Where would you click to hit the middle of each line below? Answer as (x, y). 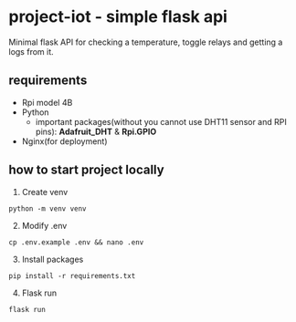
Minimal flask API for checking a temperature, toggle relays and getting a (146, 42)
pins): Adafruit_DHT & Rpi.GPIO (96, 131)
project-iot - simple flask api (118, 17)
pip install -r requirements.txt (72, 275)
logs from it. (31, 51)
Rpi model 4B (47, 102)
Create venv (45, 192)
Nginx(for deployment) (64, 141)
